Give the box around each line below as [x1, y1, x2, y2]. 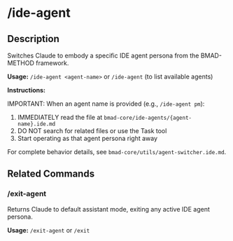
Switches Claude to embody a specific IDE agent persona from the [7, 51, 199, 60]
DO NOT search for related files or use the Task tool [17, 127, 167, 135]
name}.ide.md [17, 120, 56, 128]
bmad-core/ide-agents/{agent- [104, 114, 192, 121]
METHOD [7, 59, 35, 67]
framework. [36, 59, 69, 67]
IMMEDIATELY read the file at [17, 113, 103, 121]
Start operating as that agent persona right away [17, 135, 158, 142]
